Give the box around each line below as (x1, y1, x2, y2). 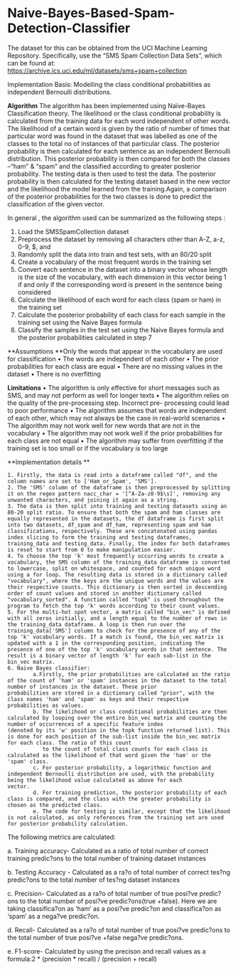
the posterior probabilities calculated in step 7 (17, 333, 152, 342)
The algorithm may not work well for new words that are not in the (7, 421, 200, 430)
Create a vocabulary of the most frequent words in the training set (17, 258, 212, 266)
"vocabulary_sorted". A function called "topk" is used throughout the (7, 596, 224, 603)
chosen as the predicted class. (7, 801, 103, 808)
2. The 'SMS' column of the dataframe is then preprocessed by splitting (7, 484, 231, 491)
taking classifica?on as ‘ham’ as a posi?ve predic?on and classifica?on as (7, 904, 222, 912)
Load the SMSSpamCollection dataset (17, 227, 129, 236)
